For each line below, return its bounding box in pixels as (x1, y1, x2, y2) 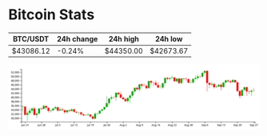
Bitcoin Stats (8, 6, 95, 24)
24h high (108, 34, 140, 44)
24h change (57, 34, 98, 44)
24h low (154, 34, 183, 44)
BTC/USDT (13, 34, 50, 44)
